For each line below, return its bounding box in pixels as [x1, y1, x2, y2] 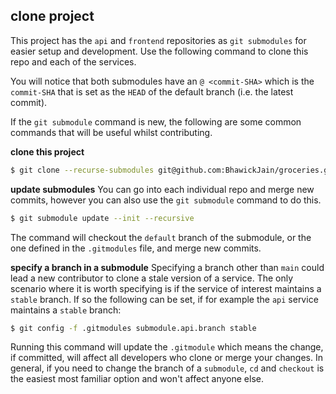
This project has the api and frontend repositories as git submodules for [10, 34, 307, 46]
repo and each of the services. [10, 55, 137, 68]
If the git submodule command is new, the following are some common [10, 115, 302, 128]
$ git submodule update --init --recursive [10, 213, 195, 223]
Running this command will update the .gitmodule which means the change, [10, 341, 324, 353]
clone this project [10, 145, 85, 158]
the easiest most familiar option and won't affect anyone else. [10, 373, 265, 385]
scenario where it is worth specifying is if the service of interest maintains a [10, 282, 322, 294]
